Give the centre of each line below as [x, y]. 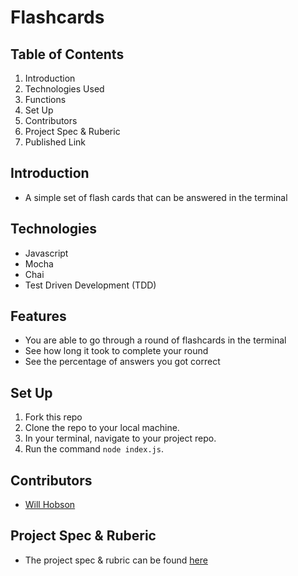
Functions [45, 99]
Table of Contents [67, 54]
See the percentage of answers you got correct [122, 362]
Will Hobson [50, 505]
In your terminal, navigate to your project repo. [120, 438]
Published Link [55, 142]
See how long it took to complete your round [116, 351]
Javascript [46, 253]
